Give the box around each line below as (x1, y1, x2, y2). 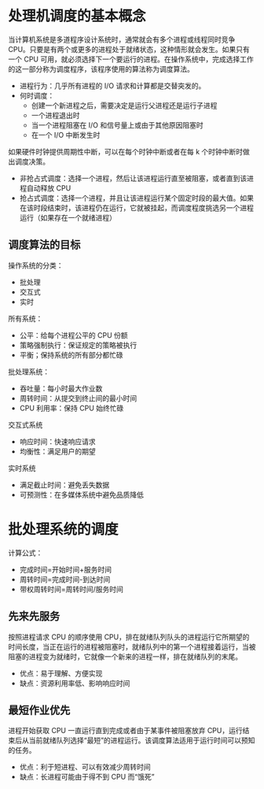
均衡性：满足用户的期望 (19, 446, 96, 456)
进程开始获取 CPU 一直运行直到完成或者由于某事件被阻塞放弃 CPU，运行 (8, 726, 243, 735)
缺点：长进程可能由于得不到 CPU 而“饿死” (19, 772, 155, 782)
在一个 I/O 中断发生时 (31, 130, 101, 139)
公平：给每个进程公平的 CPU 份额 (19, 330, 128, 339)
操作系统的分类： (8, 261, 64, 270)
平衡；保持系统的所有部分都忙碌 (19, 350, 123, 359)
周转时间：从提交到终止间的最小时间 (19, 393, 137, 402)
